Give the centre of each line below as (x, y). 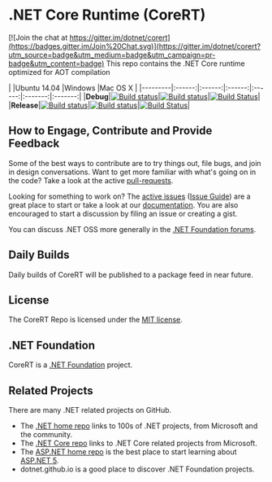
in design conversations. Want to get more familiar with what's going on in (132, 172)
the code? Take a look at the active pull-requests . (91, 180)
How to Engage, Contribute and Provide (110, 131)
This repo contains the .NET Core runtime (175, 64)
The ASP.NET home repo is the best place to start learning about (128, 452)
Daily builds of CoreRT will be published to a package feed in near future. (131, 274)
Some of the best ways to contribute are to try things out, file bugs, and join (135, 163)
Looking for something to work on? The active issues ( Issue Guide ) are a (130, 196)
